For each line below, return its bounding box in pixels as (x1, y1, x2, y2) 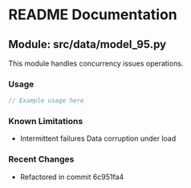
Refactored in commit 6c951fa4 (19, 172, 124, 182)
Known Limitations (8, 116, 83, 127)
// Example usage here (8, 97, 84, 105)
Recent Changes (8, 154, 75, 165)
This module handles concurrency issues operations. (8, 58, 184, 68)
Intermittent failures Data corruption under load (19, 134, 177, 143)
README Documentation (8, 6, 178, 24)
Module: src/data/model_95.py (8, 38, 167, 51)
